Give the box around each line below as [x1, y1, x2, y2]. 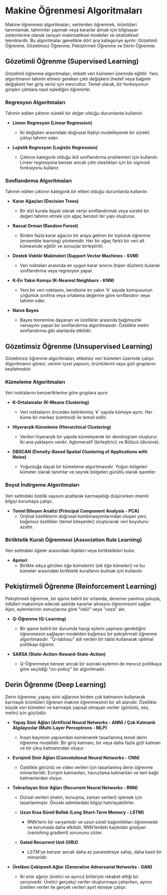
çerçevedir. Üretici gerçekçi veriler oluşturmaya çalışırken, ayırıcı [19, 879, 153, 885]
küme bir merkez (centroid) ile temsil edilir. [19, 414, 107, 420]
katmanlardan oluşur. [19, 775, 63, 781]
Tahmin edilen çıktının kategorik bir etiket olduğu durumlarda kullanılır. [5, 189, 148, 195]
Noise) [12, 454, 27, 460]
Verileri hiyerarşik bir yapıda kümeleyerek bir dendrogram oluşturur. [19, 434, 158, 440]
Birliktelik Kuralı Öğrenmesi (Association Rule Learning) [5, 536, 143, 543]
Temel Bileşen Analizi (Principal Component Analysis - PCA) [12, 508, 140, 514]
